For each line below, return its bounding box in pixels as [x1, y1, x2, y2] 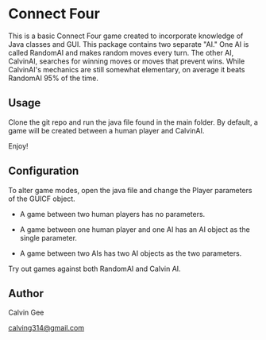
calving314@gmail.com [8, 323, 85, 333]
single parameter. [19, 233, 78, 242]
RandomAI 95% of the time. [8, 73, 99, 83]
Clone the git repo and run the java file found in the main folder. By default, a [8, 117, 258, 127]
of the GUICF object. [8, 194, 75, 203]
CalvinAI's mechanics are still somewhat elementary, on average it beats [8, 64, 245, 74]
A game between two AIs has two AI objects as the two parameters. [19, 248, 242, 258]
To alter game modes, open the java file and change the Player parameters [8, 185, 253, 195]
